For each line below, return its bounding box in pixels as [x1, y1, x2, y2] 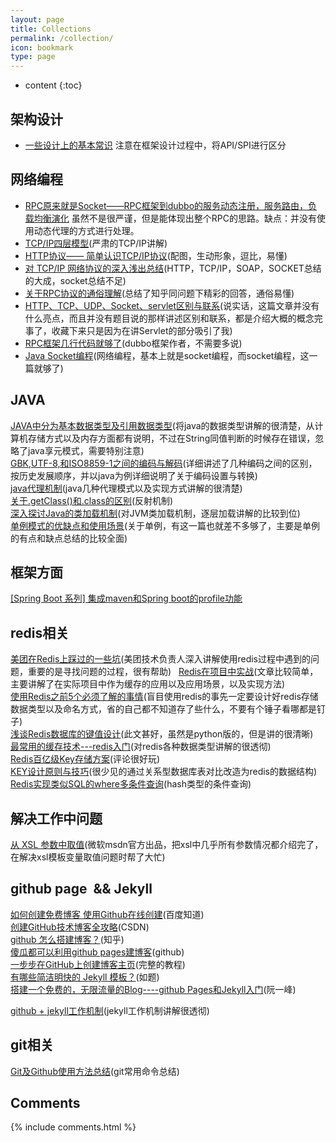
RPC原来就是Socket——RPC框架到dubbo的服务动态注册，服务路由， [24, 199, 309, 211]
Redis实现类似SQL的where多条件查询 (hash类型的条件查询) [10, 778, 252, 790]
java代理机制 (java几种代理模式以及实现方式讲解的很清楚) [10, 482, 243, 494]
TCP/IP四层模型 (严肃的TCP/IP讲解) [24, 237, 168, 249]
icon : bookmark [10, 42, 74, 53]
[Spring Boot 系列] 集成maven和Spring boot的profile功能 [10, 592, 243, 605]
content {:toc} [24, 79, 83, 91]
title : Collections [10, 24, 92, 34]
